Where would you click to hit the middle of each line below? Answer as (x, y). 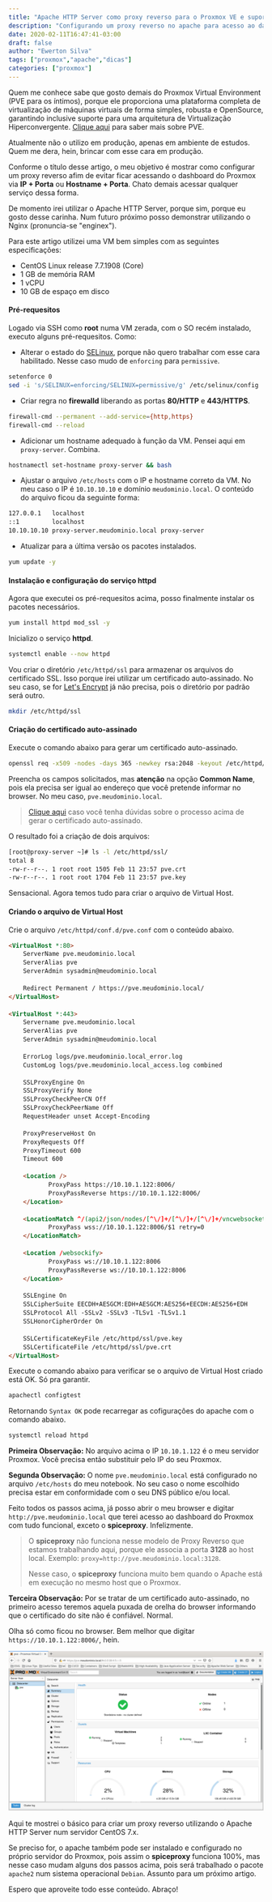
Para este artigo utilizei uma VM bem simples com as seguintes (114, 241)
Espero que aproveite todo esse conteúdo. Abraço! (93, 1889)
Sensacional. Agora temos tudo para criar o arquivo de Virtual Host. (121, 893)
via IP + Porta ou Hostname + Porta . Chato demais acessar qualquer (123, 184)
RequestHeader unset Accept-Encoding (87, 1117)
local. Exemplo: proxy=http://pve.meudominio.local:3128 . (124, 1559)
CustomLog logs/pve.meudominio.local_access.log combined (123, 1065)
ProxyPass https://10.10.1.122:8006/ (112, 1185)
